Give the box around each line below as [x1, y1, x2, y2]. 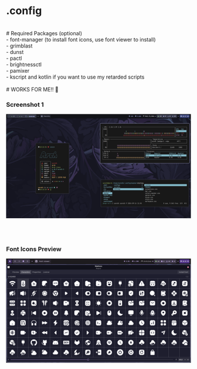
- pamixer [6, 67, 30, 74]
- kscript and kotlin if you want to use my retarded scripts [6, 73, 145, 80]
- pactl [6, 55, 22, 62]
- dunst [6, 48, 24, 55]
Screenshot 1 [6, 100, 44, 109]
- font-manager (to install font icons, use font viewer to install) [6, 36, 156, 43]
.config [6, 4, 42, 18]
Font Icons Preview [6, 245, 62, 253]
